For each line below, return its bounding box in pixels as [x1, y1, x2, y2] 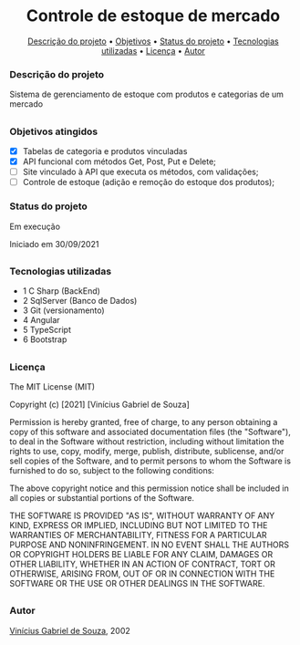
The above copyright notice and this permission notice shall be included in [9, 483, 289, 494]
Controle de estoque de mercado [26, 5, 281, 26]
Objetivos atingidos [9, 125, 98, 138]
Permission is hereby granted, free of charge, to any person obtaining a [9, 417, 278, 428]
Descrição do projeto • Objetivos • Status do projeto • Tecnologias [26, 36, 280, 47]
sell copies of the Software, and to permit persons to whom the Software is [9, 455, 292, 466]
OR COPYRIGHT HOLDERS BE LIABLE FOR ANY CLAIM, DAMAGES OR [9, 549, 274, 560]
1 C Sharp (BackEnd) [22, 286, 100, 296]
